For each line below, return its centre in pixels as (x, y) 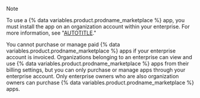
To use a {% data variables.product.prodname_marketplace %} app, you (96, 20)
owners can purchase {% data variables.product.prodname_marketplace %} (100, 82)
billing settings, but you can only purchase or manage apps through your (96, 70)
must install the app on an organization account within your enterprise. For (98, 27)
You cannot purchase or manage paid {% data (63, 45)
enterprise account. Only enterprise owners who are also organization (93, 76)
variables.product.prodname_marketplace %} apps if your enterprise (91, 51)
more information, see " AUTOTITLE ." (51, 33)
